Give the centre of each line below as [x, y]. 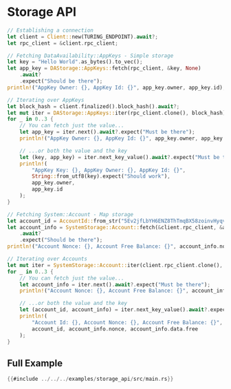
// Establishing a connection [51, 30]
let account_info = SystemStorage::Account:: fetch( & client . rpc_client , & [115, 227]
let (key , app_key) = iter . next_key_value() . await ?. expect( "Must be [120, 157]
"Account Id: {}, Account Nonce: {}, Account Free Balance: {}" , [128, 322]
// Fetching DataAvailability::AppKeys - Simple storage [90, 56]
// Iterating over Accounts [47, 259]
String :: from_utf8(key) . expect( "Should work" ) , [101, 176]
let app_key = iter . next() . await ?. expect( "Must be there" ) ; [107, 132]
